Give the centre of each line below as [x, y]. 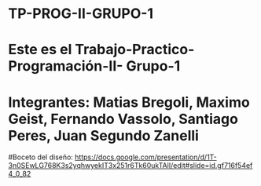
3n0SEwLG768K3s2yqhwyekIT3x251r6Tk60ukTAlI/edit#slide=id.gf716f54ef [130, 166]
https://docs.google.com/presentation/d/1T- [146, 157]
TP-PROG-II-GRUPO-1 [81, 14]
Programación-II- [66, 66]
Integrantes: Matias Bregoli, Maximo [129, 102]
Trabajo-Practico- [134, 50]
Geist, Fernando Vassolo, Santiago [123, 119]
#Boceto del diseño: [40, 157]
